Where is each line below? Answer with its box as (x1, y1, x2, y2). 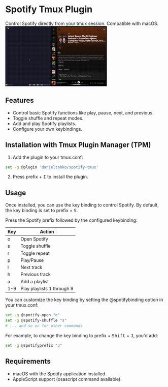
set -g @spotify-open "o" (5, 313, 60, 318)
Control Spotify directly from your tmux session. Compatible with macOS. (5, 20, 159, 26)
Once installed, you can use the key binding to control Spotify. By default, (5, 202, 159, 208)
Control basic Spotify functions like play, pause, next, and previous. (12, 109, 154, 115)
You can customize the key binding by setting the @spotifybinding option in (5, 296, 163, 303)
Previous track (20, 271, 51, 278)
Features (5, 96, 34, 105)
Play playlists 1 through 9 (20, 285, 74, 291)
